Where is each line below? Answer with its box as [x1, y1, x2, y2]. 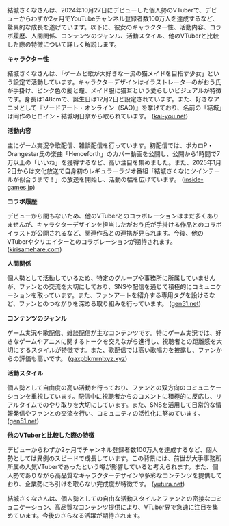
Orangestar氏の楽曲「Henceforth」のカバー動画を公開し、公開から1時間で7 [7, 150, 221, 158]
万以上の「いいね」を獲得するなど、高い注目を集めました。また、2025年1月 [7, 158, 222, 166]
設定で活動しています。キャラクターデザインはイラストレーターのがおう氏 [12, 78, 222, 86]
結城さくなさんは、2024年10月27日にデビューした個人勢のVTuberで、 [7, 6, 206, 14]
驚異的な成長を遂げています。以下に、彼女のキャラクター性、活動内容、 [7, 23, 210, 31]
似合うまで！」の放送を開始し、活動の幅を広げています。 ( [18, 175, 185, 184]
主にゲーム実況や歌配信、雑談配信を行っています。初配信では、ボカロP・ [7, 141, 214, 149]
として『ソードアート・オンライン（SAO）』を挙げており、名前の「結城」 [18, 103, 222, 112]
